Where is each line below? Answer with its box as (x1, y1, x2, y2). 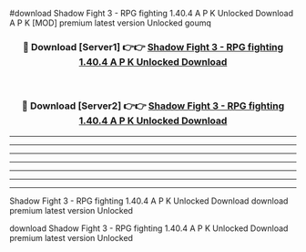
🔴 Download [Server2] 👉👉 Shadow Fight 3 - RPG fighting (21, 100, 285, 112)
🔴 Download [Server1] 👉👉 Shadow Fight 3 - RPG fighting (22, 40, 284, 53)
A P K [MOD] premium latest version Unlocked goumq (9, 17, 212, 28)
